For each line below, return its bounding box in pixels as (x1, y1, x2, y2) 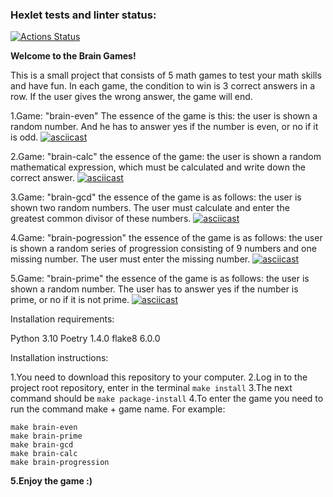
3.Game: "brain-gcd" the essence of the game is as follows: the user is (10, 191, 302, 203)
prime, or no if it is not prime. (10, 294, 130, 306)
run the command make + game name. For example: (10, 403, 226, 415)
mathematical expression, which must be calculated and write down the (10, 161, 306, 173)
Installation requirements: (10, 313, 115, 325)
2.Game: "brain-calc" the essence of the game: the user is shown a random (10, 151, 322, 163)
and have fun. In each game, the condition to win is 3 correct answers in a (10, 80, 315, 92)
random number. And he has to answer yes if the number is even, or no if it (10, 121, 319, 133)
